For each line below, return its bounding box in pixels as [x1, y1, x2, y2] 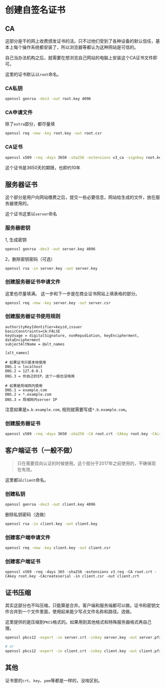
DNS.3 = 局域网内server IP [5, 397, 57, 402]
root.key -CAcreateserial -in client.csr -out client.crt [18, 574, 139, 579]
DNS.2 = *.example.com [5, 392, 52, 397]
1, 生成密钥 [5, 237, 27, 242]
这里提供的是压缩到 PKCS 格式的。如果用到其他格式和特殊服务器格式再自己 [5, 619, 152, 625]
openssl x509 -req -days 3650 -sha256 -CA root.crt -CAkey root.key [5, 432, 148, 437]
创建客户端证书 [5, 558, 41, 565]
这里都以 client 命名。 [5, 477, 49, 483]
